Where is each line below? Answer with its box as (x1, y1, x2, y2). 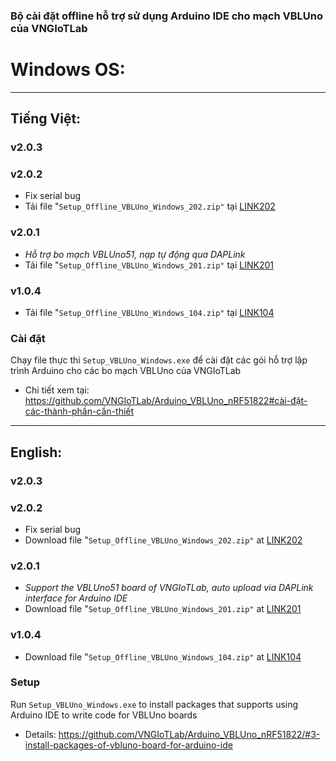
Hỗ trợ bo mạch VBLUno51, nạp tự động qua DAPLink (24, 248, 246, 260)
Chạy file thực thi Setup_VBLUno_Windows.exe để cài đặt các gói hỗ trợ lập (10, 354, 308, 366)
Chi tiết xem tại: (24, 384, 90, 396)
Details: (24, 728, 57, 740)
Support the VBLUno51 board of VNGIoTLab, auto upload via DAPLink (24, 582, 314, 594)
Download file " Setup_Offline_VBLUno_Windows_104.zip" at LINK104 (24, 650, 302, 663)
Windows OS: (10, 59, 126, 81)
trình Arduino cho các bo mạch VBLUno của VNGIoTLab (10, 365, 242, 377)
